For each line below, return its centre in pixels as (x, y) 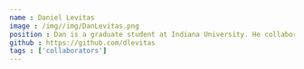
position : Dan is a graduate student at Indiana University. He (135, 34)
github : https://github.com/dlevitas (82, 43)
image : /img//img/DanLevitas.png (75, 26)
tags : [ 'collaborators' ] (58, 51)
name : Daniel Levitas (52, 17)
